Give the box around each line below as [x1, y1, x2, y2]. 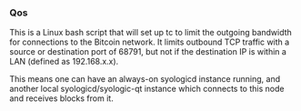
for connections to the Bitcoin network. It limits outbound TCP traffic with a [9, 36, 290, 47]
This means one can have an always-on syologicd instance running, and [9, 74, 280, 85]
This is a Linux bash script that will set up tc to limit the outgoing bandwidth [9, 27, 293, 38]
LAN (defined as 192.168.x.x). [9, 56, 119, 67]
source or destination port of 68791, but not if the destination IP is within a [9, 46, 286, 57]
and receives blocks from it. [9, 93, 114, 104]
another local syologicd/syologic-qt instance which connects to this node [9, 84, 285, 95]
